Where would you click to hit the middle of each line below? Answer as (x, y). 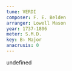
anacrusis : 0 (23, 46)
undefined (19, 62)
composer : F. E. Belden (36, 17)
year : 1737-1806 (27, 29)
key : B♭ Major (24, 40)
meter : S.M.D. (24, 34)
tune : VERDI (21, 12)
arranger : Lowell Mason (36, 23)
